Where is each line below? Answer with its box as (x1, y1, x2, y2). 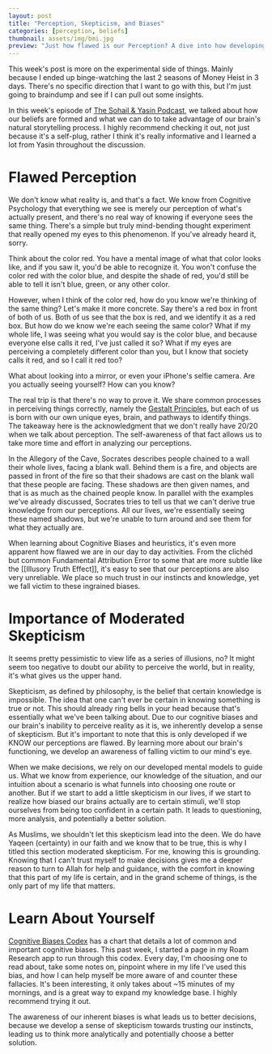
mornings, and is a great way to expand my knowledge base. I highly (8, 988, 237, 997)
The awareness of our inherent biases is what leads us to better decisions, (8, 1012, 257, 1022)
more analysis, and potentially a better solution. (8, 814, 167, 823)
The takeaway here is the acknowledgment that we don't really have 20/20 (8, 421, 258, 431)
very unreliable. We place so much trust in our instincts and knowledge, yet (8, 573, 260, 582)
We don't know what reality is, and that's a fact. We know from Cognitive (8, 195, 251, 205)
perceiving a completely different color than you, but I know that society (8, 347, 249, 357)
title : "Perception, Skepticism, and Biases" (8, 19, 164, 28)
